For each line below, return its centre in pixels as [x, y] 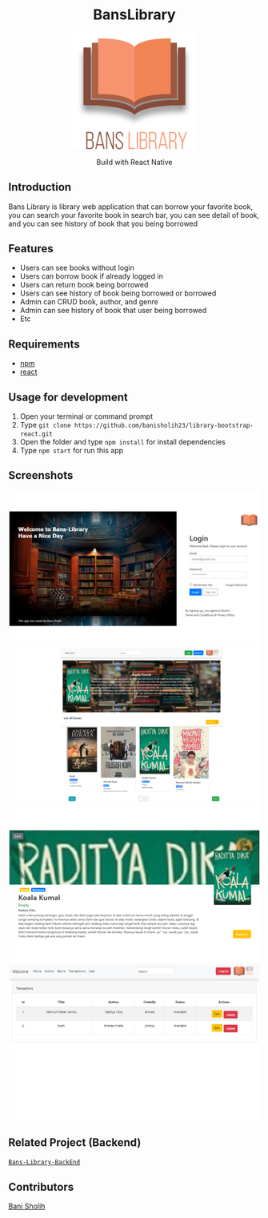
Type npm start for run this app [72, 451]
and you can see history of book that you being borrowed [103, 223]
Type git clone [45, 425]
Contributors [41, 1187]
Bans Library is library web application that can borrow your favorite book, [131, 207]
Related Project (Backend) [75, 1142]
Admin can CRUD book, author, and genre [89, 302]
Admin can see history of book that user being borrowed [113, 311]
